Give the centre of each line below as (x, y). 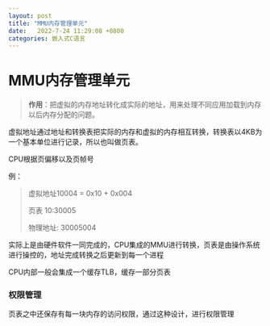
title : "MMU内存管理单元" (48, 23)
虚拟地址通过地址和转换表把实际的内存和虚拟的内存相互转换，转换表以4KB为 (135, 132)
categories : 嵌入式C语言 (47, 38)
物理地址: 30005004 (62, 228)
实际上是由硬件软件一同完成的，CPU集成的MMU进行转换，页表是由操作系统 (134, 245)
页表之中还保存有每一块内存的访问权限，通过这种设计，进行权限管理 (121, 314)
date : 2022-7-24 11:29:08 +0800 (66, 31)
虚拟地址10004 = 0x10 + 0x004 (80, 194)
